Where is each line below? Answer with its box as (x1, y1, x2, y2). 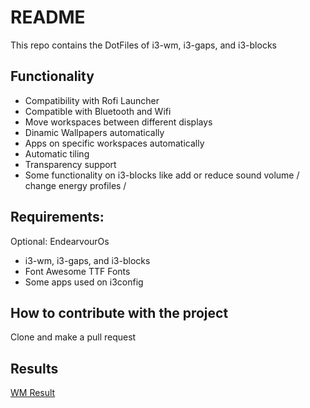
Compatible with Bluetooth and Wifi (24, 105, 172, 117)
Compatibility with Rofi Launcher (24, 94, 160, 106)
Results (10, 360, 59, 377)
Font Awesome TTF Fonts (24, 265, 131, 277)
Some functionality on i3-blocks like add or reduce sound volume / (24, 169, 300, 181)
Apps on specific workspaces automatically (24, 137, 205, 149)
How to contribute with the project (10, 304, 229, 321)
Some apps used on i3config (24, 276, 144, 288)
